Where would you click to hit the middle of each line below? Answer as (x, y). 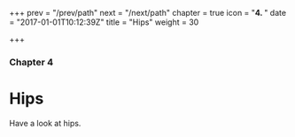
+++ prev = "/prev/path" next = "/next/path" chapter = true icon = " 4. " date (147, 13)
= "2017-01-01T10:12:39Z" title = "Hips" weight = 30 (104, 22)
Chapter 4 (31, 62)
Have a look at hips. (45, 123)
